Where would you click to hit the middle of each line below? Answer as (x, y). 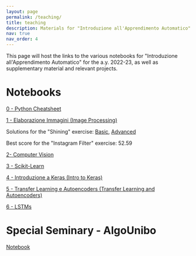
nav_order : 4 (22, 39)
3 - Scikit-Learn (25, 166)
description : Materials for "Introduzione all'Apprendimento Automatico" (99, 28)
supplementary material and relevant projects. (62, 68)
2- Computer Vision (30, 154)
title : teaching (26, 22)
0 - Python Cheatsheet (34, 108)
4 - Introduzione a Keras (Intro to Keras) (54, 177)
